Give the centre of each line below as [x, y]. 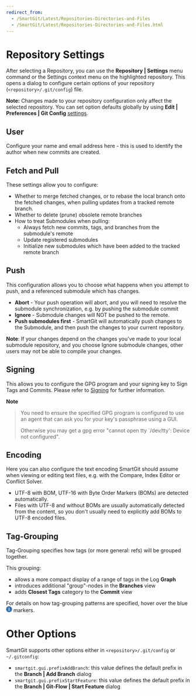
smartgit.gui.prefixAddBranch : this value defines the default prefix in [98, 668]
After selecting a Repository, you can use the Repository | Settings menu [94, 71]
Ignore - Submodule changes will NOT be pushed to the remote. [92, 315]
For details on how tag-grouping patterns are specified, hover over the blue [97, 603]
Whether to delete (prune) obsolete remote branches [78, 215]
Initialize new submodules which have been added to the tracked [102, 246]
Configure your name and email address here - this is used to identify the [94, 146]
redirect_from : [25, 12]
